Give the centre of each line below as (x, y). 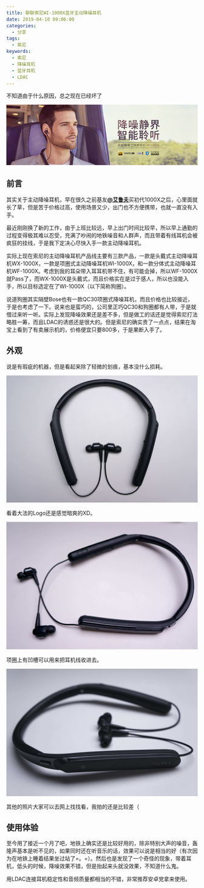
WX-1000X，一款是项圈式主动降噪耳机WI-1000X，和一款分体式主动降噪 (101, 263)
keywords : (19, 52)
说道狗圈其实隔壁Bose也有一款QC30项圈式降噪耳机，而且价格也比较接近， (100, 299)
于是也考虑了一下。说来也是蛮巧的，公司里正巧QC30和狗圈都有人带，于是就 (101, 307)
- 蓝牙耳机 (24, 71)
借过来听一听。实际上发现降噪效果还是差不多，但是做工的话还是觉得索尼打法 (102, 314)
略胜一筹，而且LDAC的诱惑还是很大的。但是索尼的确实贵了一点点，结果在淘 (101, 322)
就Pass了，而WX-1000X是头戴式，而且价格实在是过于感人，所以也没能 (95, 278)
